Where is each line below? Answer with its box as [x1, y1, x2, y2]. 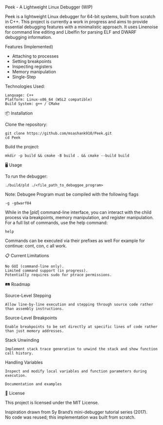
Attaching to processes [12, 53, 59, 59]
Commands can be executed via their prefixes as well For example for [5, 238, 145, 243]
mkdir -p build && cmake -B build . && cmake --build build [5, 153, 130, 158]
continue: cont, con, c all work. [5, 243, 67, 248]
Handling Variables [5, 360, 43, 365]
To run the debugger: [5, 173, 48, 179]
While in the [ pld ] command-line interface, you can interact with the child [5, 209, 152, 215]
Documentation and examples [5, 382, 62, 386]
